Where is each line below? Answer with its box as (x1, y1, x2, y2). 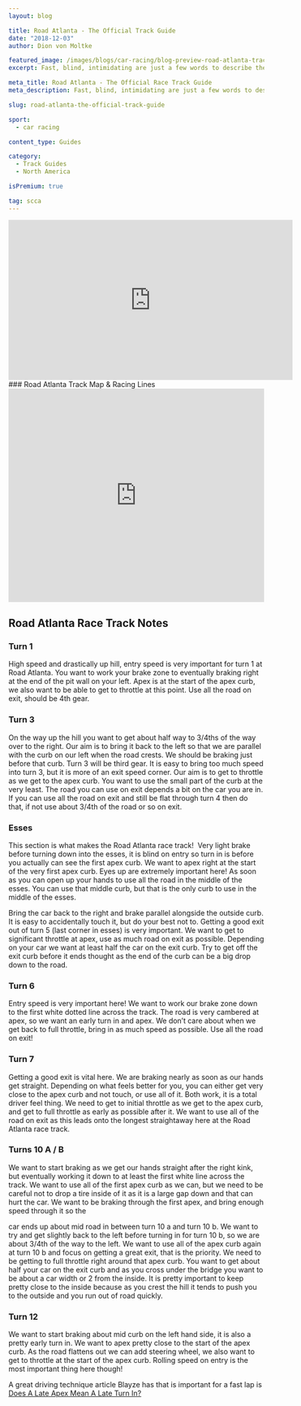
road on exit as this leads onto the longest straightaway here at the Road (8, 1115, 251, 1125)
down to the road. (8, 960, 68, 969)
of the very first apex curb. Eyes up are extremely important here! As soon (8, 866, 257, 876)
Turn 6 (8, 980, 35, 991)
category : (8, 152, 42, 161)
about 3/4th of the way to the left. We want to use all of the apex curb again (8, 1238, 262, 1248)
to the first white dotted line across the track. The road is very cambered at (8, 1008, 260, 1017)
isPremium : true (8, 182, 63, 190)
